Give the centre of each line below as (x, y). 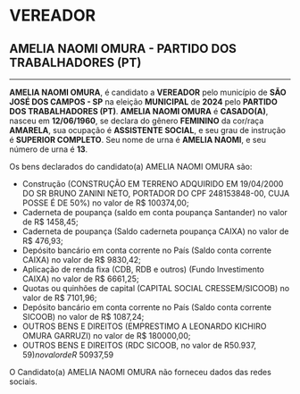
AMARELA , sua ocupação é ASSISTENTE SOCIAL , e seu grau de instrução (148, 130)
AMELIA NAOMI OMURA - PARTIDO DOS (123, 49)
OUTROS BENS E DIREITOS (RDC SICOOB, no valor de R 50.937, (139, 345)
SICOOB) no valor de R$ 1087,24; (83, 317)
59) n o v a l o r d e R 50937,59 (68, 355)
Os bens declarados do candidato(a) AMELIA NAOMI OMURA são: (131, 167)
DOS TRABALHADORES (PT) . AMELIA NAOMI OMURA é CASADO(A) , (139, 111)
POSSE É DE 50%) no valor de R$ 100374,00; (105, 203)
